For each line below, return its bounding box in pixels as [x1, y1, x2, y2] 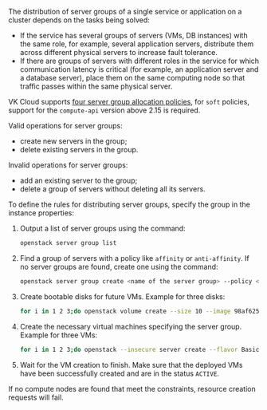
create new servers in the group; [19, 136, 128, 146]
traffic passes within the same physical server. [19, 81, 173, 91]
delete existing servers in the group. [19, 145, 139, 154]
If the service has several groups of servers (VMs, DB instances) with [19, 31, 249, 40]
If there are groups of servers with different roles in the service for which [19, 56, 260, 65]
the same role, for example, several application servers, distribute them [19, 39, 254, 49]
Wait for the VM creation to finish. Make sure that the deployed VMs [19, 360, 243, 369]
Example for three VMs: [19, 330, 98, 340]
